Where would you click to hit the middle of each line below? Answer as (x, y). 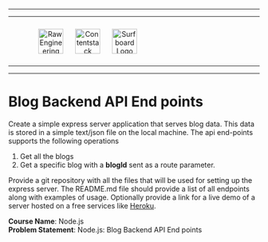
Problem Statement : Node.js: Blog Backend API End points (105, 229)
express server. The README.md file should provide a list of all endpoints (129, 188)
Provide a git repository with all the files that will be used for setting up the (130, 180)
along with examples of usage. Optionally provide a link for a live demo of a (132, 197)
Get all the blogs (47, 156)
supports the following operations (64, 141)
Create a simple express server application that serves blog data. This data (132, 124)
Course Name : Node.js (46, 221)
